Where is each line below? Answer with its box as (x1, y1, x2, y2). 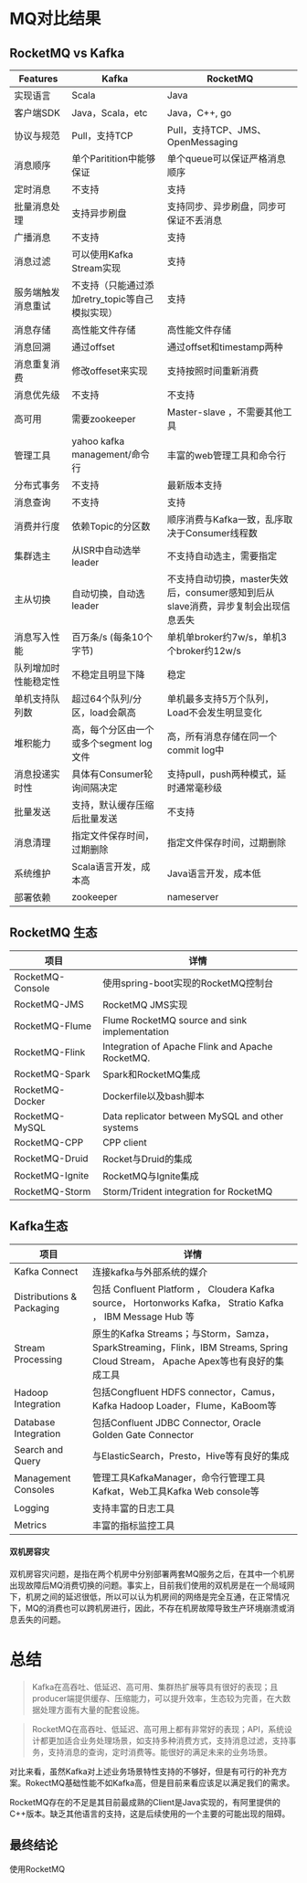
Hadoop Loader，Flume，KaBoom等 (119, 1399, 277, 1412)
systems (101, 1121, 139, 1134)
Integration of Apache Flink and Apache (101, 1040, 273, 1053)
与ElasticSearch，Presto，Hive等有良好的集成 (92, 1449, 290, 1462)
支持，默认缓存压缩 (71, 799, 154, 811)
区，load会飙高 (71, 706, 137, 718)
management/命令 (71, 449, 151, 460)
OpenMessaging (167, 136, 238, 148)
